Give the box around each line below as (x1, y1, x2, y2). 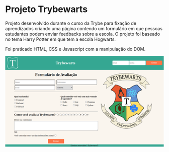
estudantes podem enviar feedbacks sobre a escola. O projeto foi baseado (5, 31, 160, 37)
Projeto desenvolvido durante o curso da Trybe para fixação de (5, 20, 137, 26)
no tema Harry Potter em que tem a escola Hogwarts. (5, 36, 116, 42)
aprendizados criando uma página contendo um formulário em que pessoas (5, 25, 162, 31)
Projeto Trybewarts (5, 4, 88, 15)
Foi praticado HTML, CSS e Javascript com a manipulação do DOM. (5, 46, 146, 52)
